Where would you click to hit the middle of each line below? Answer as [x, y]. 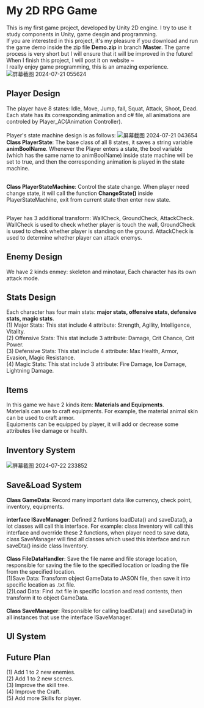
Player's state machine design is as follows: [61, 135]
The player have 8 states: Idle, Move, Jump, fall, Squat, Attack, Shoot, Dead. [102, 108]
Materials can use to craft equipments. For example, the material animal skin [102, 411]
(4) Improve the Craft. [34, 692]
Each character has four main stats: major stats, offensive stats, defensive [101, 312]
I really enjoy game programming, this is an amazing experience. [88, 67]
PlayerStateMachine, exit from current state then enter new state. [89, 199]
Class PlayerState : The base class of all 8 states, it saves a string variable [100, 142]
